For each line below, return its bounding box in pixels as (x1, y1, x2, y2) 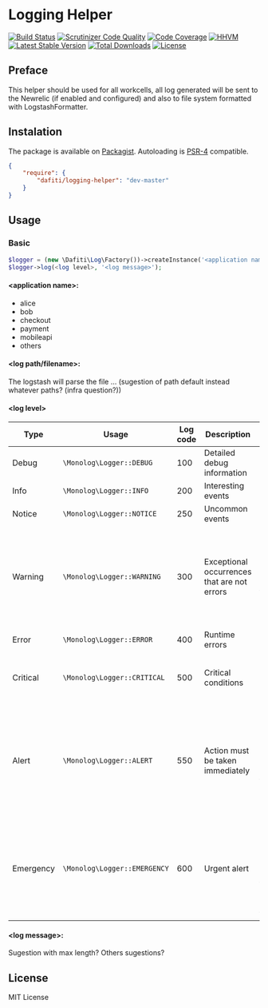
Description (205, 428, 251, 440)
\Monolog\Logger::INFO (62, 486, 149, 495)
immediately (203, 765, 250, 776)
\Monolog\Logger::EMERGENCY (62, 863, 169, 873)
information (203, 467, 247, 478)
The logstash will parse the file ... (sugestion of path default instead (8, 377, 230, 386)
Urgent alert (203, 863, 250, 874)
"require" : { (22, 169, 66, 177)
